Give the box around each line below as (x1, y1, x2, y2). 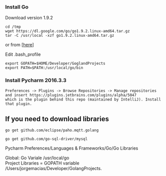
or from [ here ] (5, 42, 34, 48)
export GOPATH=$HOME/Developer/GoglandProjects (5, 61, 106, 66)
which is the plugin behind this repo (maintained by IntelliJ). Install (5, 97, 162, 102)
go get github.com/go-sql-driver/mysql (5, 137, 88, 142)
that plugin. (5, 101, 32, 106)
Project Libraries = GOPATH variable (5, 160, 80, 166)
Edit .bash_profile (5, 51, 41, 58)
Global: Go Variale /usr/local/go (5, 155, 70, 161)
